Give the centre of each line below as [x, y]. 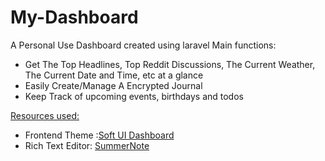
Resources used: [45, 115]
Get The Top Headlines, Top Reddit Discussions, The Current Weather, [170, 64]
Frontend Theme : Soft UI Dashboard [99, 135]
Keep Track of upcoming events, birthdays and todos [134, 96]
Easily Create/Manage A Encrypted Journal [113, 85]
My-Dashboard [74, 17]
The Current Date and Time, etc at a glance [114, 75]
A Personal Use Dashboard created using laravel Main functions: [143, 45]
